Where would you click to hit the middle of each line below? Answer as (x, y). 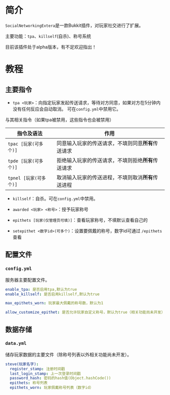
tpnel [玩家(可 (25, 178)
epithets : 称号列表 (29, 383)
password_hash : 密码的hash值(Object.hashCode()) (60, 378)
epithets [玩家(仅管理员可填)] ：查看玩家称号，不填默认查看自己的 (80, 220)
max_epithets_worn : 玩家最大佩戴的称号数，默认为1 (54, 303)
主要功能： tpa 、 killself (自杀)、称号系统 (48, 36)
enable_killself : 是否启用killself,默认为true (53, 294)
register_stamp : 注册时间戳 (37, 369)
